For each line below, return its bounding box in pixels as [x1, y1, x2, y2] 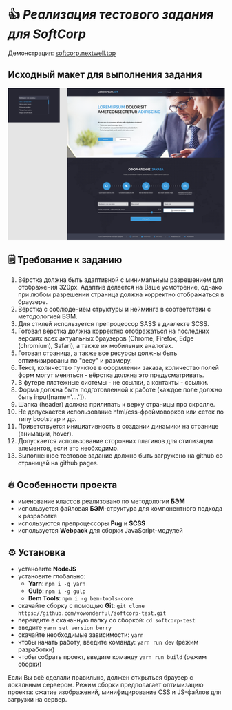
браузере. [17, 298, 48, 306]
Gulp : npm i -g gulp [28, 587, 86, 595]
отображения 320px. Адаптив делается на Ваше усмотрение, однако [17, 283, 222, 292]
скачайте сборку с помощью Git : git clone [17, 602, 145, 610]
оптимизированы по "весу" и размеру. [17, 356, 133, 365]
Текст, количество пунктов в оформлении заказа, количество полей [17, 364, 220, 372]
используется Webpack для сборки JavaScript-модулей [17, 527, 183, 535]
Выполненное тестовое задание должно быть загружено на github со [17, 452, 223, 460]
